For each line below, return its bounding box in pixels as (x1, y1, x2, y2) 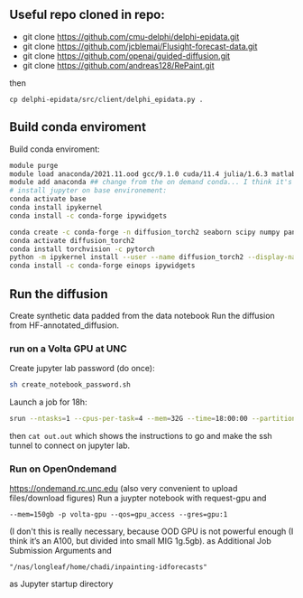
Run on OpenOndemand (9, 463, 117, 475)
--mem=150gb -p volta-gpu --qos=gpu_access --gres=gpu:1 (9, 510, 228, 519)
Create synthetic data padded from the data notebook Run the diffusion (9, 310, 275, 321)
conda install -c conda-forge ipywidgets (9, 211, 168, 220)
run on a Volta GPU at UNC (9, 342, 128, 355)
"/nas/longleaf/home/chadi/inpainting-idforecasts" (9, 563, 207, 572)
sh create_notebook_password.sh (9, 380, 131, 389)
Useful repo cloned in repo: (9, 7, 165, 23)
